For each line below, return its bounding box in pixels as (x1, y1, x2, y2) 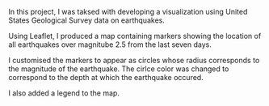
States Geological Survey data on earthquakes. (8, 15, 166, 25)
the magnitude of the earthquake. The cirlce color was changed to (8, 64, 229, 74)
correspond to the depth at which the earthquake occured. (8, 73, 204, 82)
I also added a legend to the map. (8, 88, 120, 98)
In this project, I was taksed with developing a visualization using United (8, 7, 248, 16)
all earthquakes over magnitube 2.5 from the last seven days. (8, 40, 212, 49)
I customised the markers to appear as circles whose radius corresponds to (8, 56, 260, 65)
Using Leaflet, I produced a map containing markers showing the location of (8, 32, 262, 40)
